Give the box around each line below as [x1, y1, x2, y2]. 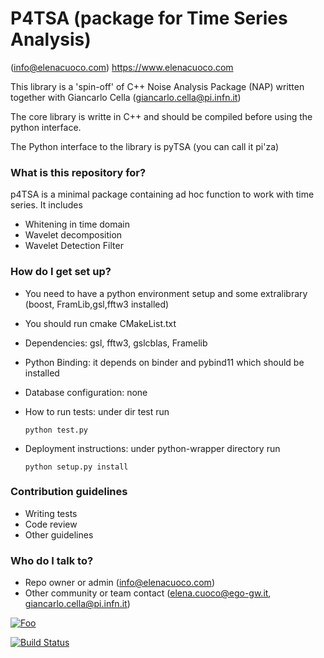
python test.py [24, 425, 89, 435]
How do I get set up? [10, 265, 112, 279]
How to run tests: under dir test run [24, 405, 170, 417]
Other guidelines [24, 528, 94, 541]
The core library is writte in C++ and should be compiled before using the [10, 110, 313, 122]
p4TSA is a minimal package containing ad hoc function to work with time [10, 188, 315, 201]
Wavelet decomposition [24, 229, 123, 241]
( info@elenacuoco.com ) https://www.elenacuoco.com [10, 61, 234, 73]
